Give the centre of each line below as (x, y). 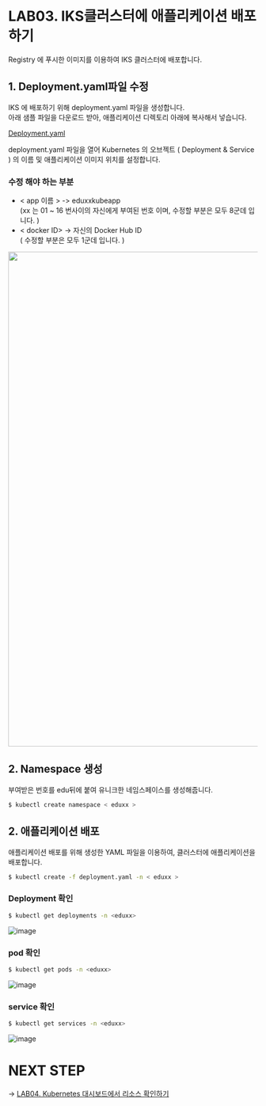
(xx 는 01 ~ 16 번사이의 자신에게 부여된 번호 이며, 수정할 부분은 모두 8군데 (133, 211)
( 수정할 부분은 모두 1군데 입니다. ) (72, 240)
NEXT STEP (47, 1071)
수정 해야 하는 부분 (41, 181)
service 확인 (32, 1006)
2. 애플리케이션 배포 (54, 832)
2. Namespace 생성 (55, 769)
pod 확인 (25, 952)
